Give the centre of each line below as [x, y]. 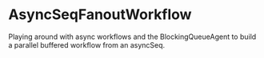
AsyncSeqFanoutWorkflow [100, 15]
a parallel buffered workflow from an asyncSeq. [87, 44]
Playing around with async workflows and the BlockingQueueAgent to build [132, 37]
